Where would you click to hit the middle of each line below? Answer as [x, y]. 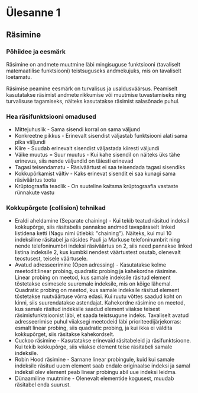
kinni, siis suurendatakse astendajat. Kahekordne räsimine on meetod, [100, 303]
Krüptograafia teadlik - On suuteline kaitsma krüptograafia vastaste [96, 186]
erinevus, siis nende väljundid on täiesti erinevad [74, 161]
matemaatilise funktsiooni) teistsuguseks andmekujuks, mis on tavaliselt [94, 71]
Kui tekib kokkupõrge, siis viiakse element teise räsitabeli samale [93, 347]
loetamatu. [19, 77]
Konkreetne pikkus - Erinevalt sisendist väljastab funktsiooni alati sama [101, 136]
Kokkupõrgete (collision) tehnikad [56, 208]
